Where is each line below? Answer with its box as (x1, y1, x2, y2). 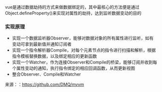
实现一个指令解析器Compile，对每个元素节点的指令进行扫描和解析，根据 (12, 47, 156, 53)
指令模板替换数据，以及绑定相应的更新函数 (12, 53, 97, 59)
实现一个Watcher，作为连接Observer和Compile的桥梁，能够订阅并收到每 (12, 59, 157, 65)
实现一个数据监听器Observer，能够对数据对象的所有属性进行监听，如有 (12, 35, 154, 41)
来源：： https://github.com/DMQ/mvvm (5, 81, 84, 88)
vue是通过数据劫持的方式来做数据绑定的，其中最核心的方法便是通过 (5, 4, 140, 10)
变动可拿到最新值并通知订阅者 (12, 41, 72, 47)
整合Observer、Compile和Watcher (12, 71, 81, 77)
